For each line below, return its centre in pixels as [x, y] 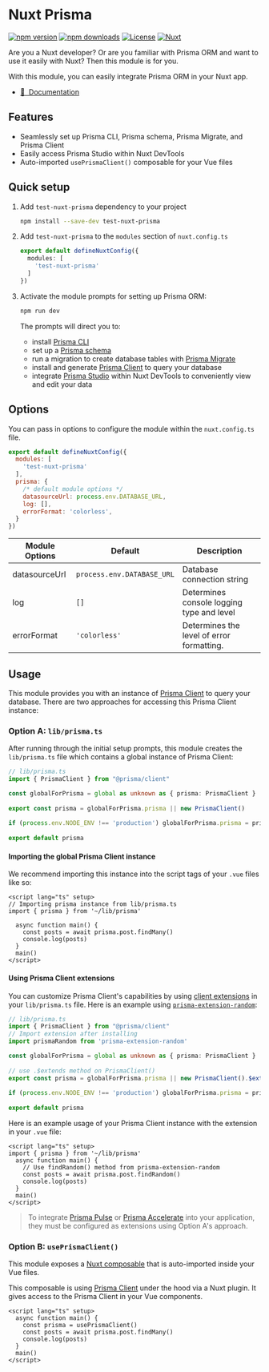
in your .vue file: [35, 1132]
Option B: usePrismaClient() [63, 1246]
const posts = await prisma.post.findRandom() [102, 1175]
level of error [206, 636]
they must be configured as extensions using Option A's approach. [138, 1226]
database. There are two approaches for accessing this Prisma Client [122, 702]
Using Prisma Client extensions [62, 978]
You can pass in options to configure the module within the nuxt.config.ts [131, 428]
